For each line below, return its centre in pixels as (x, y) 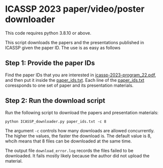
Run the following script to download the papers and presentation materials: (82, 112)
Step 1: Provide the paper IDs (50, 63)
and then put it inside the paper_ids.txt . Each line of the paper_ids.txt (75, 80)
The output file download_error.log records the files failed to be (69, 150)
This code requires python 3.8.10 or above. (48, 33)
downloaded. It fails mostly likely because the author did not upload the (77, 156)
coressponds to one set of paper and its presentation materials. (69, 85)
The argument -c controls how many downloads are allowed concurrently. (80, 130)
